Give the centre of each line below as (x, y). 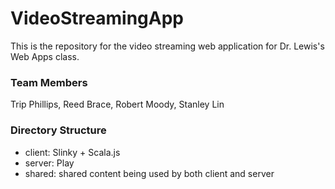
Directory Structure (58, 130)
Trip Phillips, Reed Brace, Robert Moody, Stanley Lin (117, 104)
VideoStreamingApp (97, 18)
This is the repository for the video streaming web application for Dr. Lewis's (167, 46)
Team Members (49, 82)
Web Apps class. (45, 56)
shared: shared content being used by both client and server (149, 173)
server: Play (49, 163)
